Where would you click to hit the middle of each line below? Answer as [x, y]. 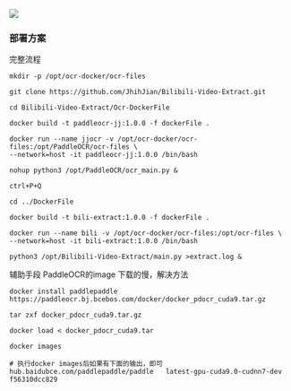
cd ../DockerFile [42, 202]
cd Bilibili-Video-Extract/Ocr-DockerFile [90, 108]
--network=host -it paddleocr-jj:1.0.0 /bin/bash [104, 155]
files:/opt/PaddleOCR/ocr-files [69, 147]
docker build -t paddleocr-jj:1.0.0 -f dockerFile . [110, 124]
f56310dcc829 [34, 380]
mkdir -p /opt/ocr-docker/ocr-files [77, 76]
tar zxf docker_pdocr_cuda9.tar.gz [76, 315]
